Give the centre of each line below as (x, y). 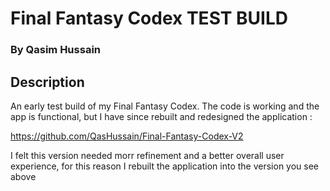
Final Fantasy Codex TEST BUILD (149, 18)
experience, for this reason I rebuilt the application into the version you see (165, 166)
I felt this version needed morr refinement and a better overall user (147, 155)
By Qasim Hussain (55, 50)
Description (47, 82)
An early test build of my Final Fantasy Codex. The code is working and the (165, 106)
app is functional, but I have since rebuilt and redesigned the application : (161, 116)
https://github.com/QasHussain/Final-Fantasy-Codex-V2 (127, 136)
